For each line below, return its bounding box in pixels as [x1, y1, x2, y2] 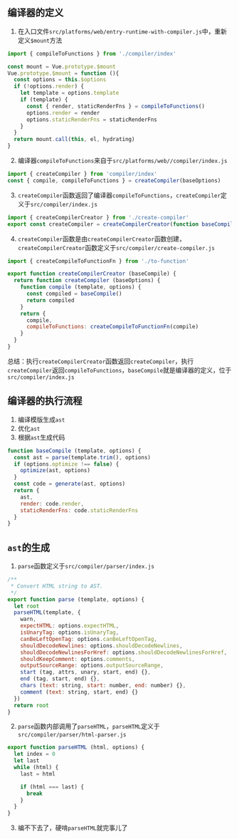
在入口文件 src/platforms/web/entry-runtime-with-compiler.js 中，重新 [17, 27, 228, 36]
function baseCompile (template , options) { [7, 447, 142, 454]
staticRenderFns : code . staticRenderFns [20, 506, 139, 514]
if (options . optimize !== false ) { [14, 460, 119, 468]
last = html [20, 770, 55, 778]
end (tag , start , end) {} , [20, 675, 100, 682]
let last [14, 757, 40, 764]
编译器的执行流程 [7, 395, 83, 407]
